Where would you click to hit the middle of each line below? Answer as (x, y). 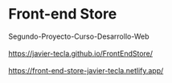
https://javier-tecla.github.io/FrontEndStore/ (81, 53)
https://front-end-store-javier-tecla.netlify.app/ (86, 70)
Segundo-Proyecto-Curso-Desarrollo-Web (79, 36)
